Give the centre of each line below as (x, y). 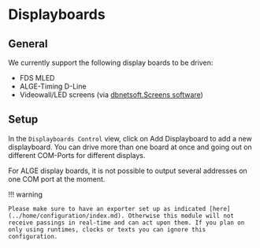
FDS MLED (37, 78)
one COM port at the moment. (57, 178)
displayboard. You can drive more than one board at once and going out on (130, 147)
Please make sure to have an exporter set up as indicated (107, 209)
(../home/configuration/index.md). (67, 216)
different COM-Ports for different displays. (77, 155)
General (28, 44)
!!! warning (26, 194)
